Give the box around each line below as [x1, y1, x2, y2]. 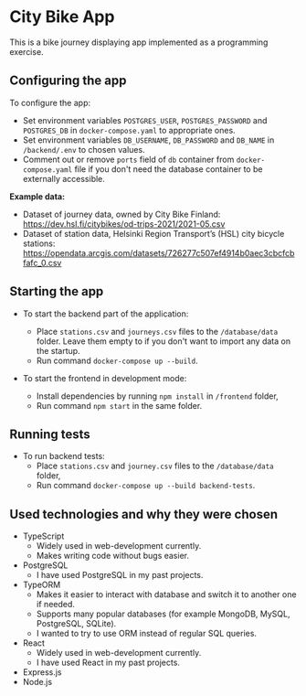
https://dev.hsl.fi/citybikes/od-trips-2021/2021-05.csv [22, 218, 226, 230]
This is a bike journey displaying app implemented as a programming [9, 37, 269, 48]
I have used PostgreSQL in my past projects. [36, 570, 204, 581]
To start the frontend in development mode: [22, 372, 187, 383]
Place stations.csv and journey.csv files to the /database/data [36, 460, 274, 472]
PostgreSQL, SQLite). [36, 618, 117, 629]
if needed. [36, 599, 76, 610]
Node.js [22, 677, 53, 688]
